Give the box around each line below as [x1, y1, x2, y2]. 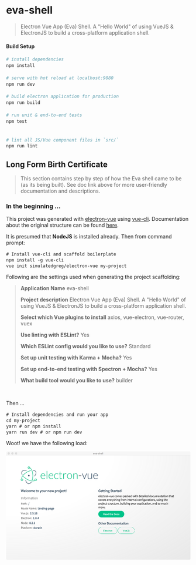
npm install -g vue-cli [6, 257, 64, 263]
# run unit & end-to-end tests [6, 112, 82, 118]
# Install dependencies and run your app [6, 412, 109, 418]
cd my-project [6, 418, 41, 423]
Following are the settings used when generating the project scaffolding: [6, 274, 181, 281]
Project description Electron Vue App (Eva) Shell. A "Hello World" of [20, 296, 186, 303]
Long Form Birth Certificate [6, 159, 108, 169]
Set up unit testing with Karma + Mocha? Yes [20, 354, 132, 361]
